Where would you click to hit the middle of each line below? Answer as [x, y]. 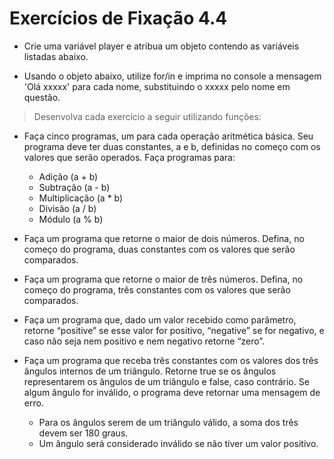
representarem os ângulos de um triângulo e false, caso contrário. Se [166, 381]
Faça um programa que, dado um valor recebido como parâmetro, [160, 319]
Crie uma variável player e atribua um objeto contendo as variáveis [161, 46]
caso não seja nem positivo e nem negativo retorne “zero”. [144, 341]
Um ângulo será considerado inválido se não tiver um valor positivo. [178, 443]
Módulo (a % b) [71, 219]
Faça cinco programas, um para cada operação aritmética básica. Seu [168, 136]
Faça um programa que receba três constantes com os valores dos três [171, 360]
